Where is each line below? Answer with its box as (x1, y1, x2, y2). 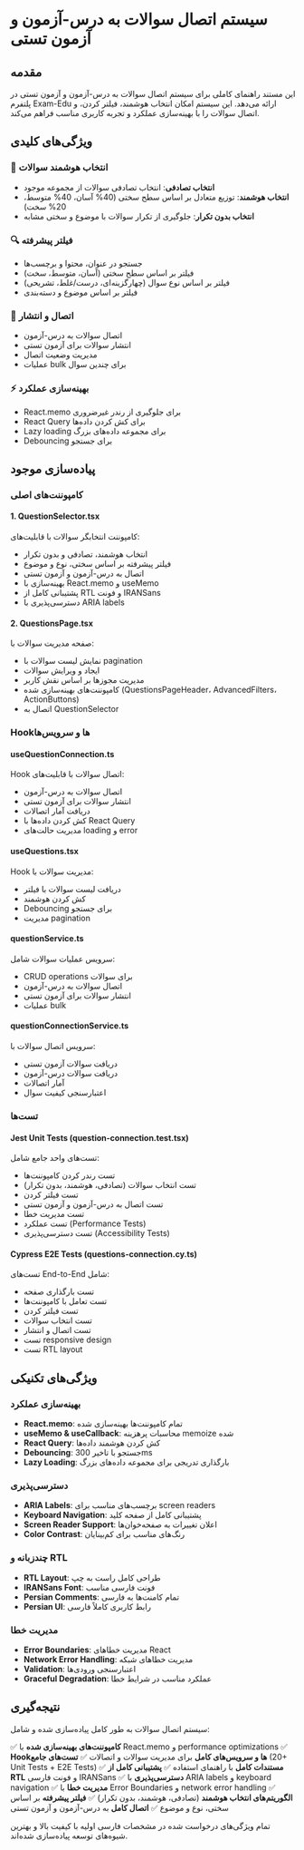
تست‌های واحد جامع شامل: (10, 1153, 100, 1164)
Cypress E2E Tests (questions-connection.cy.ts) (10, 1248, 198, 1260)
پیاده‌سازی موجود (10, 461, 96, 476)
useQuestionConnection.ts (10, 748, 115, 759)
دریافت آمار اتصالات (23, 805, 91, 816)
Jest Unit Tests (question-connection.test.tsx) (10, 1132, 189, 1143)
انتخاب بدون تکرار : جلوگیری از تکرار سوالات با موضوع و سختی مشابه (23, 210, 254, 221)
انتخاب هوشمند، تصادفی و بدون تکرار (23, 549, 148, 560)
